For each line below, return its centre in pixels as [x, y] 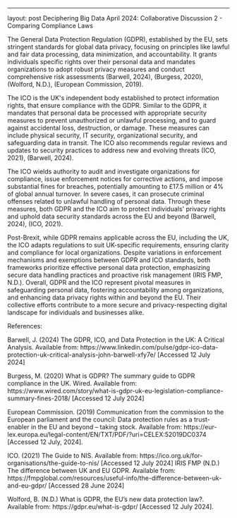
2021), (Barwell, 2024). [41, 158]
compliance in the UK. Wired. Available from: [72, 383]
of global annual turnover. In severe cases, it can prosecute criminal [106, 194]
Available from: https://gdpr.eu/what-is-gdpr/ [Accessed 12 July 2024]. [110, 507]
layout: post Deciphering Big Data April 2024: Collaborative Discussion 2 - [115, 18]
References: [25, 326]
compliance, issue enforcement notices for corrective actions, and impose [115, 179]
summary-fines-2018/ [39, 398]
